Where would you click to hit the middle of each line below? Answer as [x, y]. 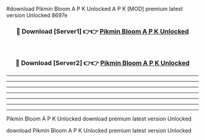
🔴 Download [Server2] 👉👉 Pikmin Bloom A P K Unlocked [103, 63]
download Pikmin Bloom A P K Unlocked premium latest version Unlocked [99, 130]
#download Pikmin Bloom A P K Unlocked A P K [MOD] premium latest [95, 9]
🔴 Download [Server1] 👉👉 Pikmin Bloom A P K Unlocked [103, 31]
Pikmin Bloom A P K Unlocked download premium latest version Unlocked [99, 119]
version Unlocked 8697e [37, 15]
